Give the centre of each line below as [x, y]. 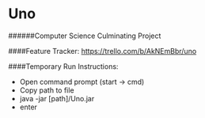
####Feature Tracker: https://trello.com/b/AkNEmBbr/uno [102, 51]
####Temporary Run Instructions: [63, 66]
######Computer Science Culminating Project [85, 36]
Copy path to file [47, 90]
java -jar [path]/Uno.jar [57, 98]
